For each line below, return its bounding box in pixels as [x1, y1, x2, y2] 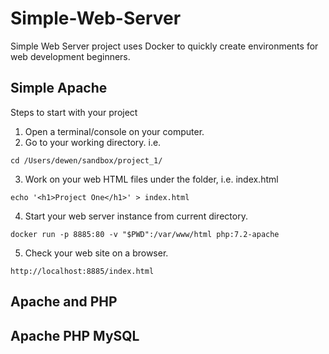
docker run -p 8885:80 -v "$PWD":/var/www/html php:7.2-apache [10, 229, 280, 239]
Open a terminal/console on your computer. [24, 125, 205, 137]
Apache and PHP [10, 293, 118, 311]
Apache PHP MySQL [10, 327, 140, 344]
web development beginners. [10, 50, 131, 62]
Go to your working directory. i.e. [24, 136, 162, 148]
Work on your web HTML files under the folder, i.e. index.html [24, 173, 279, 185]
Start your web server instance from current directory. [24, 210, 248, 222]
